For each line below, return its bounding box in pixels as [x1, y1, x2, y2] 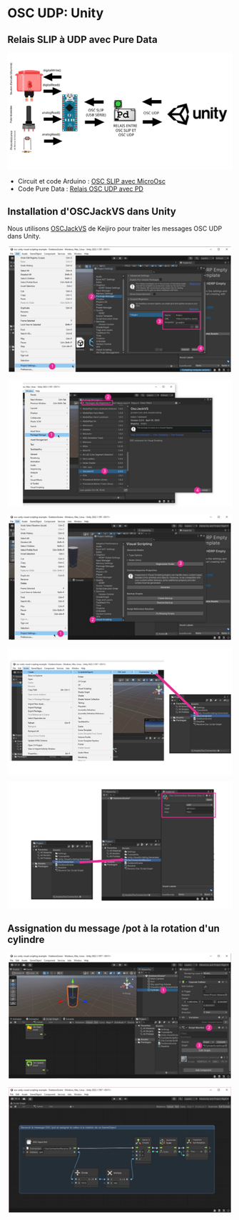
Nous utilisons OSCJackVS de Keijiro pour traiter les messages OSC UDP [7, 224, 223, 233]
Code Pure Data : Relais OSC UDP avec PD [17, 184, 144, 194]
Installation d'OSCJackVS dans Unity [7, 205, 176, 217]
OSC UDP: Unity [7, 5, 104, 21]
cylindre [7, 934, 45, 946]
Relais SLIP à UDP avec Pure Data [7, 34, 158, 46]
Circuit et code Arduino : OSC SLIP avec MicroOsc [17, 177, 166, 186]
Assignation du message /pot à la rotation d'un [7, 922, 220, 934]
